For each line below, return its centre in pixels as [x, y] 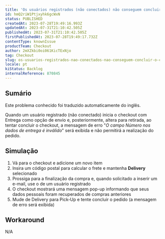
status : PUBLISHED [24, 19]
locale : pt [16, 64]
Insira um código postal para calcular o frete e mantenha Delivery [79, 168]
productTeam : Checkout [28, 46]
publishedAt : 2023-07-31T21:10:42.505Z [46, 32]
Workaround [25, 220]
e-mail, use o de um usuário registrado [51, 184]
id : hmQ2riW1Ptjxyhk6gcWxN [33, 14]
